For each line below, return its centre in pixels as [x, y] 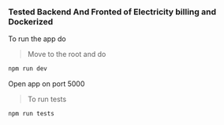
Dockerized [31, 21]
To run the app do [37, 39]
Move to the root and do [67, 55]
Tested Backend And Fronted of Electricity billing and [112, 12]
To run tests [47, 99]
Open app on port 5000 [47, 84]
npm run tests [32, 114]
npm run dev [28, 69]
